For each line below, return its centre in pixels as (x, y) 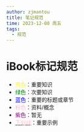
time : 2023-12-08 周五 (34, 23)
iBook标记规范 (42, 67)
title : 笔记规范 (25, 18)
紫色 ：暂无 (28, 115)
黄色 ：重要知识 (34, 85)
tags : (13, 29)
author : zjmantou (28, 12)
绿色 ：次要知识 (34, 92)
